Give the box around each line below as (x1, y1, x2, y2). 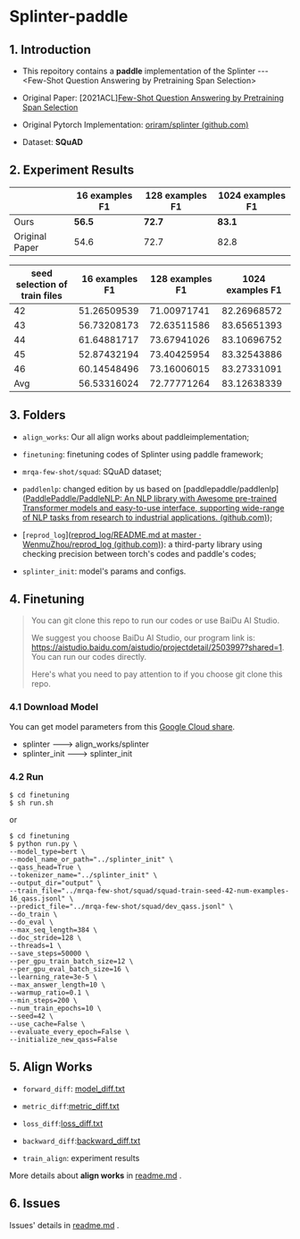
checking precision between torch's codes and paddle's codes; (21, 548, 257, 559)
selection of (15, 278, 69, 290)
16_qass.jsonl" (9, 894, 66, 903)
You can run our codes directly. (30, 652, 147, 662)
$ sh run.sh (9, 799, 54, 807)
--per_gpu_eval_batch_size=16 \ (9, 965, 129, 974)
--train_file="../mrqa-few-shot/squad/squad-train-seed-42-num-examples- (9, 886, 290, 896)
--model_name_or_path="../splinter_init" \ (9, 855, 174, 865)
